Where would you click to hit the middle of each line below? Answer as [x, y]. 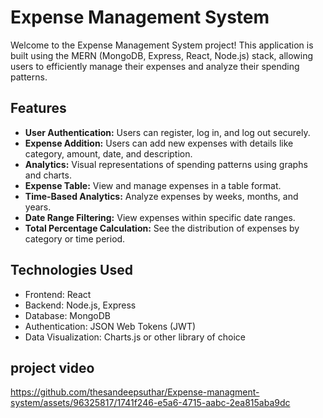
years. [38, 207]
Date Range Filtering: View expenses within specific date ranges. [160, 217]
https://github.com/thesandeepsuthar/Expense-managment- [135, 392]
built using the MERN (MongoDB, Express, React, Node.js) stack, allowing [162, 55]
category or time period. [75, 238]
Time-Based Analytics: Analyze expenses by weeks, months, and [161, 196]
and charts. [48, 175]
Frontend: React [58, 294]
